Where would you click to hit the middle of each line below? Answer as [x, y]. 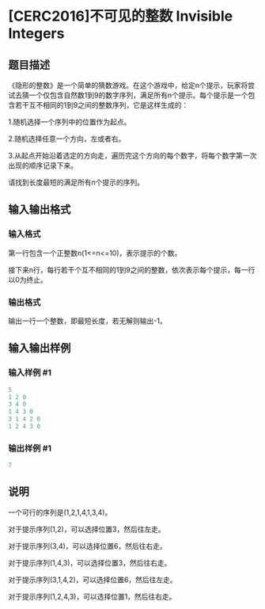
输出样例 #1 [30, 448]
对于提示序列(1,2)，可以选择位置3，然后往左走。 [87, 529]
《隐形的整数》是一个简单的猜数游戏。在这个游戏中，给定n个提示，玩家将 [128, 85]
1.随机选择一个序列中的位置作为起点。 [70, 122]
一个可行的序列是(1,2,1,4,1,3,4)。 [60, 512]
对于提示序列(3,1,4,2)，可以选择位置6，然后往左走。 [93, 580]
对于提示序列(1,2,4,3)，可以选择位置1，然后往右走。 [92, 596]
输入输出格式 [40, 209]
